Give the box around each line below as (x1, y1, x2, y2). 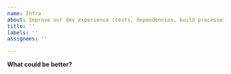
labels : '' (7, 29, 38, 36)
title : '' (7, 23, 36, 29)
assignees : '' (7, 36, 48, 42)
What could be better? (7, 60, 72, 69)
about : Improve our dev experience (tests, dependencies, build (7, 16, 195, 23)
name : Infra (7, 10, 41, 17)
